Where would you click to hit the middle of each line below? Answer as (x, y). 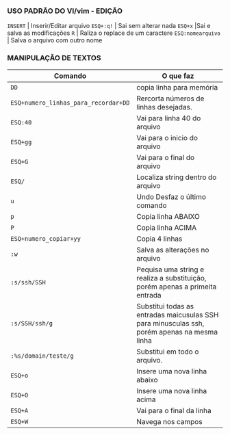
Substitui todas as (165, 306)
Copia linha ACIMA (167, 227)
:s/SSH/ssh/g (32, 323)
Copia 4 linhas (159, 239)
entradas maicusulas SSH (178, 315)
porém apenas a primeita (177, 287)
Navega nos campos (170, 421)
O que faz (178, 76)
